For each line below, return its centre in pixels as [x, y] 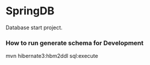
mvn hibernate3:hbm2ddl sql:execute [52, 56]
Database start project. [34, 27]
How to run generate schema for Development [75, 43]
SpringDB [30, 11]
